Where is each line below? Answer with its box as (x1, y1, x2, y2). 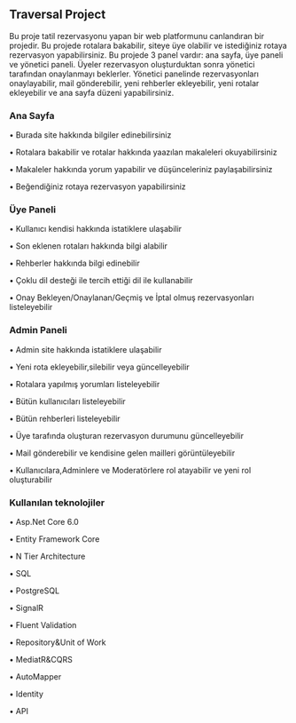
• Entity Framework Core (9, 534, 100, 544)
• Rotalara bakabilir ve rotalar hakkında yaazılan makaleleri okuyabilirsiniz (9, 147, 277, 158)
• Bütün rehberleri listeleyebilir (9, 413, 121, 424)
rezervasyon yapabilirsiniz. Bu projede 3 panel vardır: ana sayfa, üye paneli (9, 49, 284, 60)
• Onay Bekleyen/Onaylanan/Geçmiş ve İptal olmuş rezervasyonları (9, 292, 254, 303)
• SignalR (9, 603, 44, 613)
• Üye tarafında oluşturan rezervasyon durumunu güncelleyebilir (9, 430, 245, 441)
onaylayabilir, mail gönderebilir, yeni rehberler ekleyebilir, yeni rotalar (9, 77, 260, 88)
